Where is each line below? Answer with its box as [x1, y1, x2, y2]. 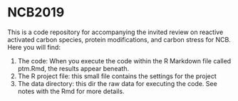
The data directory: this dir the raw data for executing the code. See [17, 79, 217, 87]
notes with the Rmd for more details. [17, 87, 125, 95]
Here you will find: [7, 43, 61, 51]
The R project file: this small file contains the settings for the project [17, 72, 217, 80]
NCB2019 [7, 4, 65, 21]
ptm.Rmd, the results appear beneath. [17, 64, 130, 73]
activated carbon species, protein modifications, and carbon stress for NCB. [7, 35, 232, 43]
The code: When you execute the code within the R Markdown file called [17, 56, 232, 65]
